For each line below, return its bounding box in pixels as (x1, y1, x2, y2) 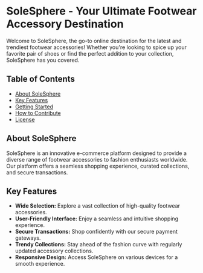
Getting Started (14, 103, 53, 110)
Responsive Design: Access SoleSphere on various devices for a (14, 254, 178, 261)
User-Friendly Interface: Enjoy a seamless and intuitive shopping (14, 215, 179, 222)
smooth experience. (14, 260, 65, 268)
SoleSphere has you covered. (6, 56, 80, 64)
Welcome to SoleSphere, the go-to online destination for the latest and (6, 37, 182, 44)
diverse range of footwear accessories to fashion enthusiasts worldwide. (6, 156, 188, 163)
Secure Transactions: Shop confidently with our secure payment (14, 228, 178, 235)
